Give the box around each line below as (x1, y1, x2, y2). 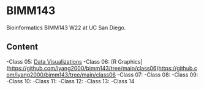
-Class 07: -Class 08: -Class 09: (117, 71, 198, 78)
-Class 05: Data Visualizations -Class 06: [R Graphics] (6, 58, 143, 65)
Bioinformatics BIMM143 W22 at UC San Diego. (6, 24, 126, 31)
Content (6, 42, 39, 52)
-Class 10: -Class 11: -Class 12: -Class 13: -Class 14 (6, 77, 135, 84)
